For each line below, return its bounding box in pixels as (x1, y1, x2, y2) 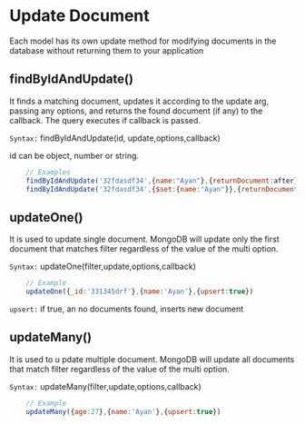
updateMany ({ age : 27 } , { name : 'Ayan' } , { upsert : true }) (25, 407, 221, 416)
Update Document (9, 5, 150, 26)
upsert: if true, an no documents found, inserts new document (9, 303, 244, 314)
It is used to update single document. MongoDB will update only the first (9, 233, 280, 245)
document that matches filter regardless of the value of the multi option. (9, 243, 279, 254)
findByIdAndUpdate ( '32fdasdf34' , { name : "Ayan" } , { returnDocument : (25, 176, 274, 185)
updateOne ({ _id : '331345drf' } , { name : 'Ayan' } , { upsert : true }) (25, 287, 254, 296)
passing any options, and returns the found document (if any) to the (9, 105, 263, 116)
